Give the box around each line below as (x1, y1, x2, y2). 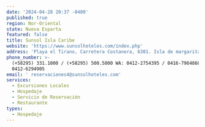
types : (6, 105, 23, 112)
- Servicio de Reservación (12, 94, 81, 100)
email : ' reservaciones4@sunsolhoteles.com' (6, 71, 121, 78)
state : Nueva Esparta (6, 26, 62, 32)
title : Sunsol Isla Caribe (6, 37, 75, 43)
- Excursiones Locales (12, 83, 70, 89)
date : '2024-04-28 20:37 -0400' (6, 9, 88, 15)
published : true (6, 15, 48, 21)
